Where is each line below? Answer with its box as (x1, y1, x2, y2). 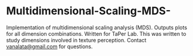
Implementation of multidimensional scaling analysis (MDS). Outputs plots (6, 24, 188, 31)
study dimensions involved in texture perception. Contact (6, 36, 147, 43)
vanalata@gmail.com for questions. (6, 43, 94, 50)
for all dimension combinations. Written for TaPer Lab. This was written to (6, 30, 186, 37)
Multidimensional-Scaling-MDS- (6, 4, 171, 18)
